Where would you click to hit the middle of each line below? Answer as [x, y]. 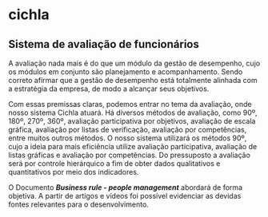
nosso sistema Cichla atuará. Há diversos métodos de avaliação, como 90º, [133, 112]
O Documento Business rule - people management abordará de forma [125, 187]
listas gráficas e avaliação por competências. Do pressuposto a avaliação [129, 155]
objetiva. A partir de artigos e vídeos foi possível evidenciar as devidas [125, 196]
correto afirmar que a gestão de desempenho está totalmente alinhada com [133, 80]
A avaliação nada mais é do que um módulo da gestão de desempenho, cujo [134, 63]
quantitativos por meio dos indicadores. [74, 172]
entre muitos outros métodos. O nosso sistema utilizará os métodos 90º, [128, 138]
